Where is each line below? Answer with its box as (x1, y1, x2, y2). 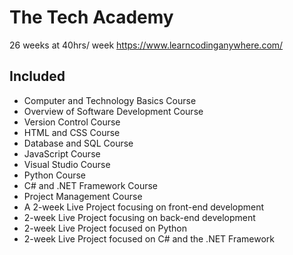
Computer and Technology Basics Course (23, 94, 197, 106)
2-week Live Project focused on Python (23, 222, 188, 234)
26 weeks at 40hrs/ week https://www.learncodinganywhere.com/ (9, 39, 284, 51)
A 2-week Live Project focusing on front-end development (23, 201, 265, 213)
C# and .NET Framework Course (23, 179, 159, 191)
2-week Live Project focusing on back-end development (23, 211, 256, 223)
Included (9, 68, 66, 85)
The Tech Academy (9, 6, 174, 29)
